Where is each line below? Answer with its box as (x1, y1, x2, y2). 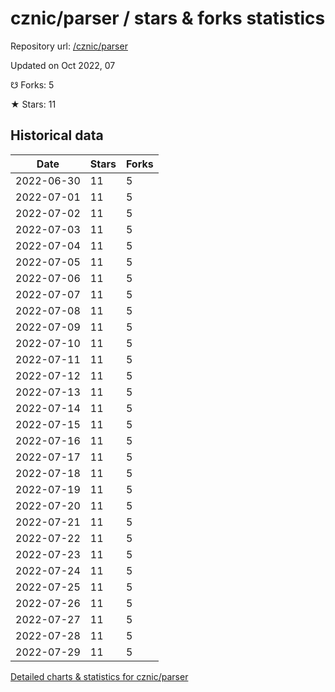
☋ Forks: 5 (10, 78, 55, 91)
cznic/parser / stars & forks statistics (10, 7, 326, 30)
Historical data (10, 127, 104, 144)
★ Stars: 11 (10, 98, 57, 110)
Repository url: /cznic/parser (10, 40, 128, 52)
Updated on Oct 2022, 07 (10, 59, 116, 71)
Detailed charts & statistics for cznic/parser (10, 670, 189, 682)
